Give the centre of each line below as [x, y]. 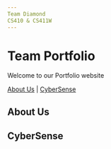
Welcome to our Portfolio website [56, 76]
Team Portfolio [51, 56]
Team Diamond [27, 14]
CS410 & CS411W [30, 21]
